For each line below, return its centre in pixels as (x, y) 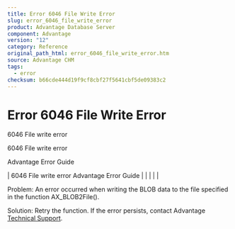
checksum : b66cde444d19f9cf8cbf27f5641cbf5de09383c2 (87, 80)
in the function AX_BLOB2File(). (53, 197)
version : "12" (28, 40)
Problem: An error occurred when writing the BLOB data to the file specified (118, 189)
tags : (15, 67)
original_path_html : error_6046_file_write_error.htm (88, 54)
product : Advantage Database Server (61, 27)
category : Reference (38, 47)
